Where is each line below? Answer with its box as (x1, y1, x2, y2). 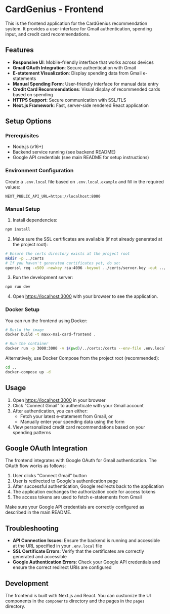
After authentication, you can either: (12, 408, 88, 414)
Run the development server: (12, 275, 73, 281)
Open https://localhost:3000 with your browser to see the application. (12, 293, 158, 299)
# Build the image (5, 327, 44, 332)
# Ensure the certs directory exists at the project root (5, 251, 130, 256)
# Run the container (5, 341, 49, 347)
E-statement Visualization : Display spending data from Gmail (12, 70, 142, 76)
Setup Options (5, 117, 52, 126)
